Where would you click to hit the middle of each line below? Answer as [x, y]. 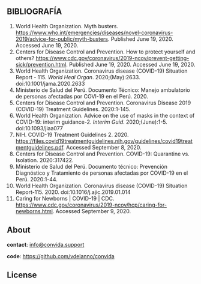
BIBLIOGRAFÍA [34, 12]
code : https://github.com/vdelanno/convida [61, 256]
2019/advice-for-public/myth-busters [62, 39]
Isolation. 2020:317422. [44, 160]
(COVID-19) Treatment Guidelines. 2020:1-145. [73, 109]
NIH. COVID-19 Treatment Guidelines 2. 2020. [72, 134]
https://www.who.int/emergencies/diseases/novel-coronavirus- [94, 32]
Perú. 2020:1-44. [36, 179]
